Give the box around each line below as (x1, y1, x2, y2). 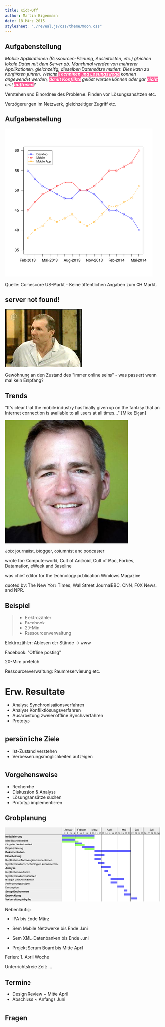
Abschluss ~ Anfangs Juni (12, 996, 66, 1002)
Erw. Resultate (5, 686, 65, 697)
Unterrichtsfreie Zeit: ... (5, 964, 53, 970)
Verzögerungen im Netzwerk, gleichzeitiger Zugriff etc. (5, 101, 117, 107)
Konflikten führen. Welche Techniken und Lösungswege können (5, 72, 136, 77)
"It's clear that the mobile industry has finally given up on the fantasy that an (5, 404, 160, 410)
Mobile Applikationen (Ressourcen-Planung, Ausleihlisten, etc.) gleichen (5, 56, 151, 62)
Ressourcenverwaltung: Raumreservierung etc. (5, 668, 101, 674)
